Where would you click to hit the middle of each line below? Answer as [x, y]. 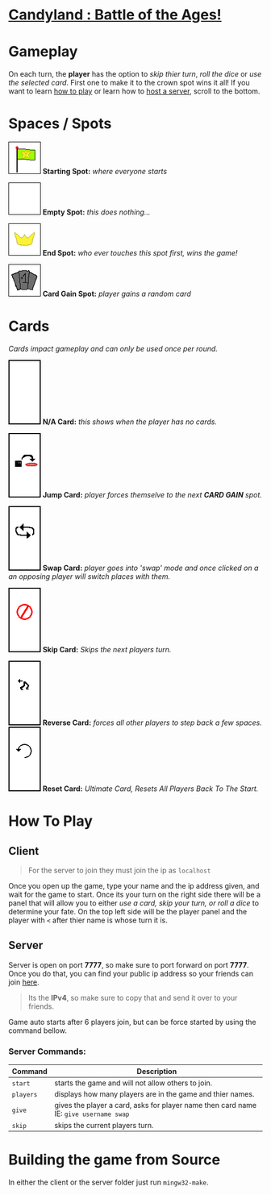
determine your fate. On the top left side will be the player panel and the [128, 912]
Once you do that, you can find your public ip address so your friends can [131, 973]
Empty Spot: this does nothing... [96, 212]
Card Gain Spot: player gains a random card [117, 294]
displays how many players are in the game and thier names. [154, 1094]
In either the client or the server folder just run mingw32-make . [108, 1182]
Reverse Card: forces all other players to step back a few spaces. [152, 722]
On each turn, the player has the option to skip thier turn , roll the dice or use [135, 74]
